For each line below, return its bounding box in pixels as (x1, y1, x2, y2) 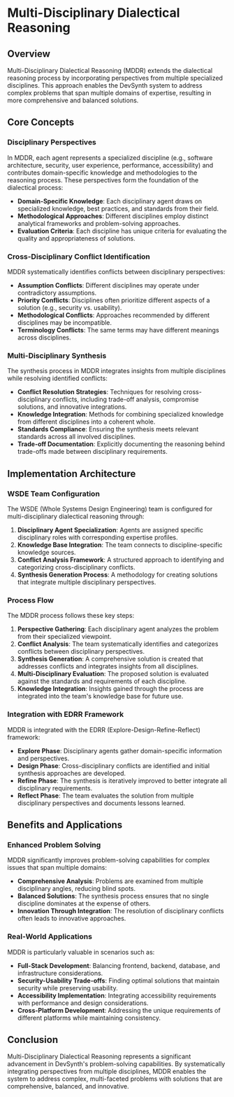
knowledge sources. (17, 548, 76, 556)
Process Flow (7, 595, 54, 605)
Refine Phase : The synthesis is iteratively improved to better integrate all (17, 776, 227, 785)
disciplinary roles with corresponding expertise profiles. (17, 533, 178, 541)
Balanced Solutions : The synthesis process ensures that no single (17, 892, 210, 901)
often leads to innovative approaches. (17, 914, 126, 923)
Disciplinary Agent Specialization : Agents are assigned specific (17, 525, 204, 534)
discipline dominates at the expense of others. (17, 899, 151, 908)
